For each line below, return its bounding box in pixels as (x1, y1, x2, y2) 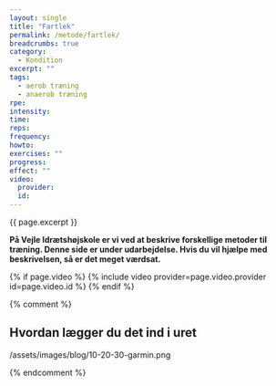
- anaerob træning (17, 89, 88, 99)
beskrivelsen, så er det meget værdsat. (9, 254, 161, 265)
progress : (9, 157, 47, 167)
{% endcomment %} (9, 367, 87, 378)
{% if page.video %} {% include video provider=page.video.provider (9, 271, 267, 282)
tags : (9, 73, 30, 82)
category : (9, 47, 47, 57)
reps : (9, 124, 30, 133)
